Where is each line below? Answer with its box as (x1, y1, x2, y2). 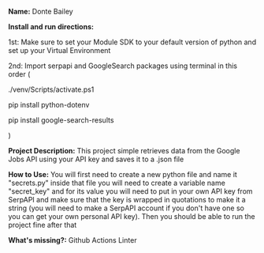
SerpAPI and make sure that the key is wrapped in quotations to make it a (8, 195, 246, 204)
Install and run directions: (8, 22, 95, 31)
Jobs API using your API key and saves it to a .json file (8, 154, 184, 164)
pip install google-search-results (8, 115, 114, 125)
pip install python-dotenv (8, 100, 90, 109)
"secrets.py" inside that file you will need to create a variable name (8, 178, 226, 187)
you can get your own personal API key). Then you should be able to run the (8, 212, 255, 221)
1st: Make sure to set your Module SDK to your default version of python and (8, 37, 257, 47)
